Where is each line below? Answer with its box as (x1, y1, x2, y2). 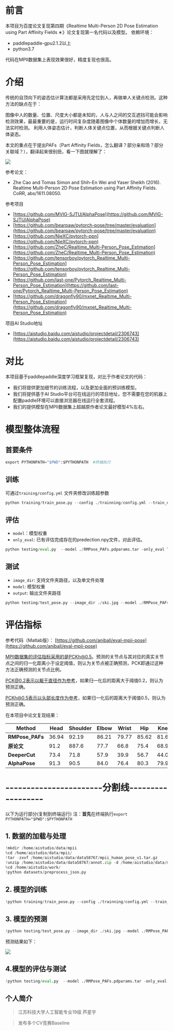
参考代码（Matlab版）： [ (5, 637, 57, 643)
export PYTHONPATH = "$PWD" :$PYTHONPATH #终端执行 (5, 459, 111, 465)
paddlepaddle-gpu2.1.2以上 (12, 40, 71, 46)
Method (16, 724, 36, 732)
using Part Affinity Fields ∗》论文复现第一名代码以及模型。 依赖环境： (5, 29, 154, 35)
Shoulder (68, 724, 92, 732)
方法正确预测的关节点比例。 (5, 666, 64, 672)
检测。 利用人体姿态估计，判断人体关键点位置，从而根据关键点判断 (19, 125, 160, 131)
